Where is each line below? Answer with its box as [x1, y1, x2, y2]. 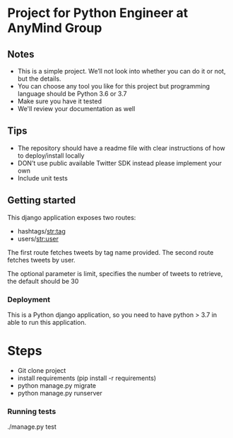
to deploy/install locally [17, 151, 85, 160]
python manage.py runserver [17, 388, 102, 397]
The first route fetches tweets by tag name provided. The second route [7, 248, 214, 256]
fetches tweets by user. [7, 255, 76, 264]
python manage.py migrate [17, 381, 97, 390]
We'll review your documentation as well [17, 105, 136, 113]
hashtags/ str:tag [17, 226, 66, 235]
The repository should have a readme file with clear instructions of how [17, 144, 226, 152]
